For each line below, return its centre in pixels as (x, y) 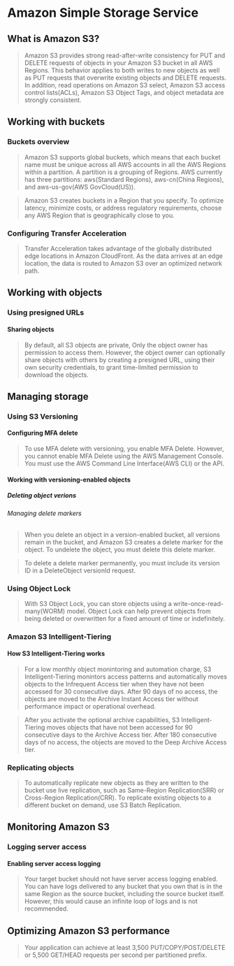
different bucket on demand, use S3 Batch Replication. (103, 805)
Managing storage (48, 396)
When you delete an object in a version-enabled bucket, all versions (122, 535)
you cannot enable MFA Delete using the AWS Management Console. (124, 456)
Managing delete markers (44, 513)
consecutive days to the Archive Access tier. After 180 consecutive (120, 735)
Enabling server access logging (54, 863)
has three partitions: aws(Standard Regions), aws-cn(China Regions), (124, 179)
